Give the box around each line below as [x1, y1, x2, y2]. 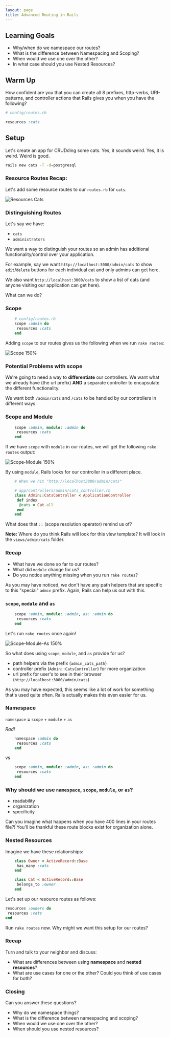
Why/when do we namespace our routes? [12, 45, 101, 51]
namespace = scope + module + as [5, 716, 72, 722]
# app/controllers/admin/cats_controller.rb [14, 488, 111, 493]
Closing [5, 988, 25, 995]
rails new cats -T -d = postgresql [5, 162, 77, 168]
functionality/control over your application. [5, 251, 95, 257]
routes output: [5, 449, 36, 456]
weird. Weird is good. [5, 153, 50, 159]
